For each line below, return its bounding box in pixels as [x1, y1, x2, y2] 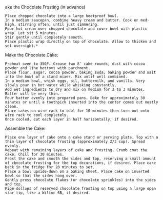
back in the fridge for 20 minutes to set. [5, 165, 95, 170]
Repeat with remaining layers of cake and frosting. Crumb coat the [5, 148, 147, 153]
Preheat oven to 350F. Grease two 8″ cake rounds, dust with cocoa [5, 61, 145, 66]
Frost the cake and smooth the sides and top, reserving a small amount [5, 156, 156, 161]
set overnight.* [5, 43, 38, 48]
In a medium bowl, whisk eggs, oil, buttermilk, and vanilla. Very [5, 79, 145, 83]
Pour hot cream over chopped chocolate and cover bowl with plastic [5, 26, 147, 31]
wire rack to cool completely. [5, 113, 69, 118]
